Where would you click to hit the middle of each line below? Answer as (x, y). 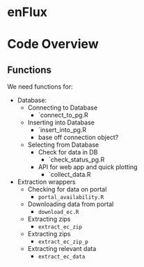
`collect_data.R (70, 175)
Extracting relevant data (62, 249)
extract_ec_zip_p (63, 242)
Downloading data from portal (71, 204)
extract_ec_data (62, 257)
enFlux (27, 12)
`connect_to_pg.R (63, 115)
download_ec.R (58, 212)
